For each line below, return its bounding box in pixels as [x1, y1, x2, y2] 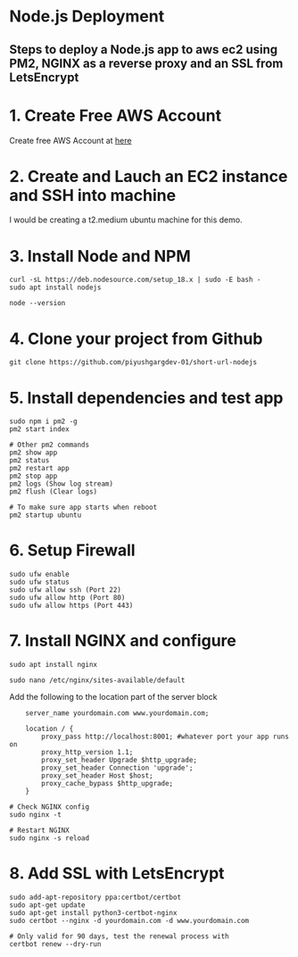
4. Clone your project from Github [9, 329, 263, 349]
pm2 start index [9, 425, 70, 434]
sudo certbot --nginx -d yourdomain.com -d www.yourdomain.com [9, 917, 250, 926]
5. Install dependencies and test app [9, 387, 284, 408]
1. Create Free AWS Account [9, 105, 221, 126]
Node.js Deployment [9, 6, 165, 27]
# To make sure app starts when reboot [9, 503, 158, 512]
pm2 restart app [9, 464, 70, 473]
